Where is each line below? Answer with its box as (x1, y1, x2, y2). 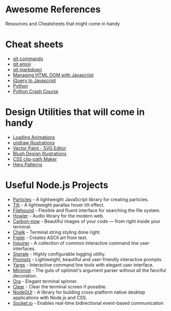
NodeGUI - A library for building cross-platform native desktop (12, 289, 145, 295)
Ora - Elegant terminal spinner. (12, 278, 78, 284)
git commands (12, 55, 44, 62)
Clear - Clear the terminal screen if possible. (12, 283, 107, 289)
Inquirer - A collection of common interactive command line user (12, 240, 150, 246)
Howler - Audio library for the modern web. (12, 212, 104, 219)
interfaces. (12, 245, 36, 251)
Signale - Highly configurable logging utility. (12, 250, 106, 257)
